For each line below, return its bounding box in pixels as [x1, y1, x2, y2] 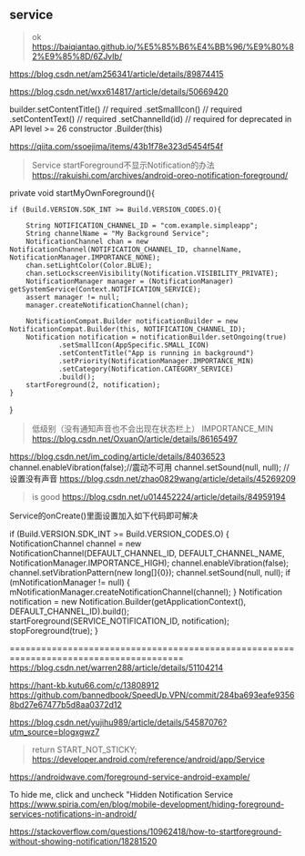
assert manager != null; [25, 292, 120, 301]
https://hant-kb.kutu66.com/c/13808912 [9, 679, 159, 690]
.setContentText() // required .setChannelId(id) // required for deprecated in [9, 113, 292, 124]
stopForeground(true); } [9, 625, 98, 636]
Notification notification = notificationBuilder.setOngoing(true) [25, 332, 287, 341]
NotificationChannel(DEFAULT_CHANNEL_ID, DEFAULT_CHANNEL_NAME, [9, 547, 285, 558]
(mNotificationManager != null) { [9, 576, 130, 587]
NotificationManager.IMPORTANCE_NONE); [9, 252, 161, 262]
